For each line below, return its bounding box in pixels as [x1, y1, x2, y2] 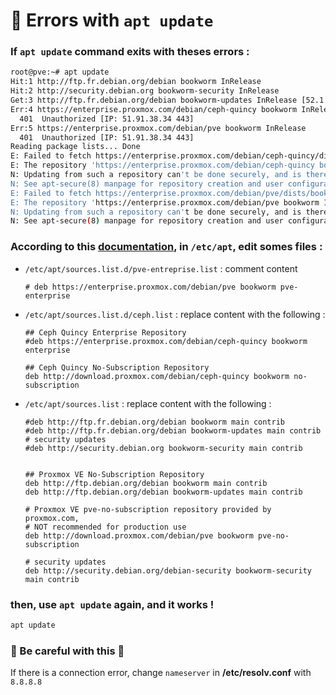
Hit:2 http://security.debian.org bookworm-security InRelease [10, 86, 280, 96]
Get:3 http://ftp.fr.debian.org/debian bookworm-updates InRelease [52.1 [10, 95, 325, 106]
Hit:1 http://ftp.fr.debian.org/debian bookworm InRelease [10, 77, 262, 87]
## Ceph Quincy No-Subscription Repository [24, 362, 210, 373]
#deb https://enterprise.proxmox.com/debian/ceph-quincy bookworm [24, 336, 308, 346]
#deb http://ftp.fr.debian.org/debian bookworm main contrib [24, 417, 286, 427]
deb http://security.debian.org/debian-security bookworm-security [24, 565, 312, 576]
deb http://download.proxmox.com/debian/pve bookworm [24, 530, 254, 541]
